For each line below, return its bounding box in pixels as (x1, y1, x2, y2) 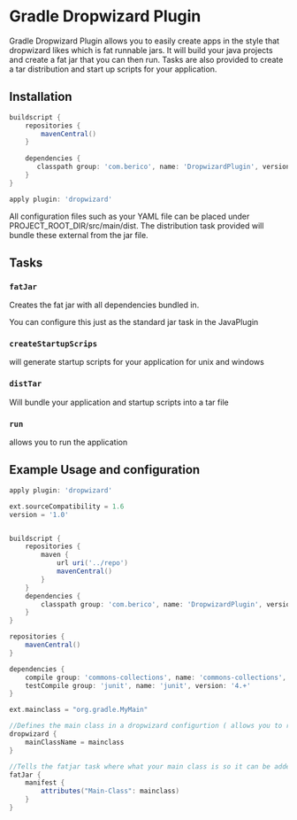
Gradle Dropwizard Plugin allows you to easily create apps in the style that (9, 35, 280, 46)
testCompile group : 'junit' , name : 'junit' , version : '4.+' (25, 681, 251, 690)
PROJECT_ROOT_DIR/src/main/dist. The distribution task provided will (9, 220, 264, 231)
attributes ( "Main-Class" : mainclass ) (41, 786, 179, 796)
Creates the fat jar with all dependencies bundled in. (9, 299, 200, 311)
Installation (9, 89, 72, 104)
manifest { (25, 778, 65, 787)
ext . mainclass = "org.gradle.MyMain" (9, 706, 148, 715)
